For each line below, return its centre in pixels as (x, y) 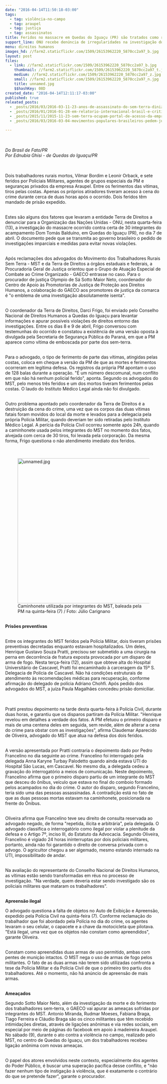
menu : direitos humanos (30, 47)
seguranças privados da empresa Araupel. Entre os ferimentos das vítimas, (82, 186)
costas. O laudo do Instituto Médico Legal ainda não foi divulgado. (73, 388)
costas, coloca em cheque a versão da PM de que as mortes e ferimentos (81, 362)
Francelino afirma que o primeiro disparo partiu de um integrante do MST (80, 777)
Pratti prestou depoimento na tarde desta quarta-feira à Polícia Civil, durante (83, 709)
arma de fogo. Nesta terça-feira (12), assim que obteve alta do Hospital (78, 662)
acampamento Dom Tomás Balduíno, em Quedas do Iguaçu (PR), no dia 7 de (83, 233)
